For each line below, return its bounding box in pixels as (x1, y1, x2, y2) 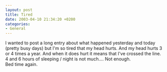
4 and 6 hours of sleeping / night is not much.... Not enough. (5, 56, 131, 62)
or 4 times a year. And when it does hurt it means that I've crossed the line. (5, 51, 161, 57)
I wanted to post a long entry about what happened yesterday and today (5, 40, 155, 46)
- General (5, 26, 26, 31)
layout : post (5, 7, 33, 13)
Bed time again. (5, 61, 38, 67)
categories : (5, 21, 30, 27)
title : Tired (5, 12, 33, 17)
